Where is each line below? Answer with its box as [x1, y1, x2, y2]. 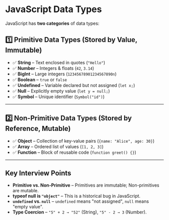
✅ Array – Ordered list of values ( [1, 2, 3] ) [12, 143, 104, 150]
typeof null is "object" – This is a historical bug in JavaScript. [12, 193, 141, 199]
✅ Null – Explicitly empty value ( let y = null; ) [12, 87, 110, 94]
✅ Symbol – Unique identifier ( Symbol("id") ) [12, 94, 105, 100]
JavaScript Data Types [5, 4, 102, 15]
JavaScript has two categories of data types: [5, 20, 100, 26]
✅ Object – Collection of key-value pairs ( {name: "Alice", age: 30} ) [12, 138, 155, 144]
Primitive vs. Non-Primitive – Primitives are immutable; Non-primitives [12, 182, 159, 188]
